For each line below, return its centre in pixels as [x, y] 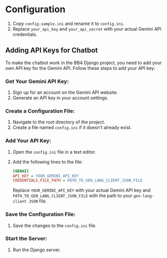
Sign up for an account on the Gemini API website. [65, 92]
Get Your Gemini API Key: [37, 81]
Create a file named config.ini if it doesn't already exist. [72, 127]
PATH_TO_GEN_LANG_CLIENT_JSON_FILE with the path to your [73, 196]
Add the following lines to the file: [47, 162]
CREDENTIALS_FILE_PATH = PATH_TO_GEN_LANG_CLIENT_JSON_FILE [77, 180]
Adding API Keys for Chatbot [52, 50]
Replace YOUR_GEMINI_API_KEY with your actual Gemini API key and [81, 190]
